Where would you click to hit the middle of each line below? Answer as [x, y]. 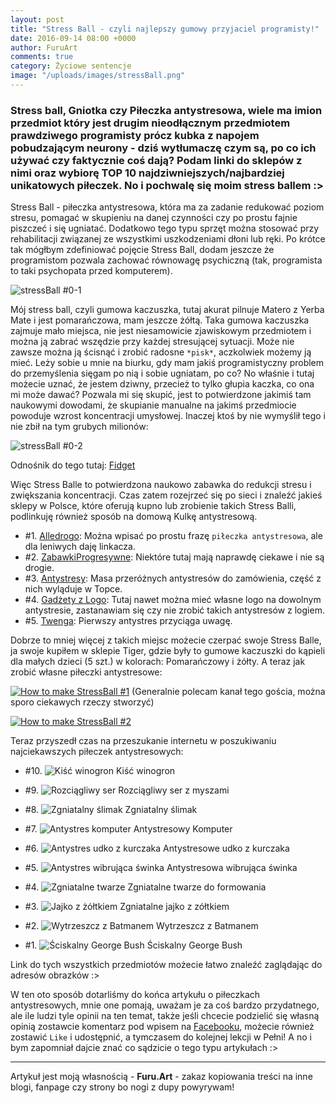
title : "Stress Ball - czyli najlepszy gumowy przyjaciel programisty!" [165, 29]
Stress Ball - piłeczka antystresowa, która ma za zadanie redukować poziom [167, 207]
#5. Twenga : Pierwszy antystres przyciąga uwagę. [128, 621]
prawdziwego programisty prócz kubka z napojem [135, 135]
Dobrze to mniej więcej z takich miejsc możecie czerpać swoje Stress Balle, [166, 640]
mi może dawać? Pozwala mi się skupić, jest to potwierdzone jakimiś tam [161, 395]
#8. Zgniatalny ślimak [111, 810]
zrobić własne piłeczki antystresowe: [86, 672]
